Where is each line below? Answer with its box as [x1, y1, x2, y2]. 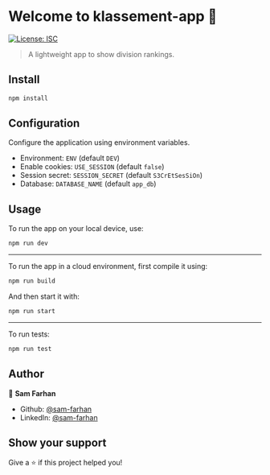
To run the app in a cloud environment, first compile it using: [8, 262, 208, 271]
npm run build [8, 277, 56, 285]
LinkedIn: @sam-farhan [19, 412, 98, 422]
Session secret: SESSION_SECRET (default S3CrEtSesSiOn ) [19, 171, 203, 180]
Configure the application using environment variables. [8, 138, 190, 147]
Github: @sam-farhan [19, 404, 92, 414]
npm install [8, 94, 48, 102]
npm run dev [8, 239, 48, 248]
